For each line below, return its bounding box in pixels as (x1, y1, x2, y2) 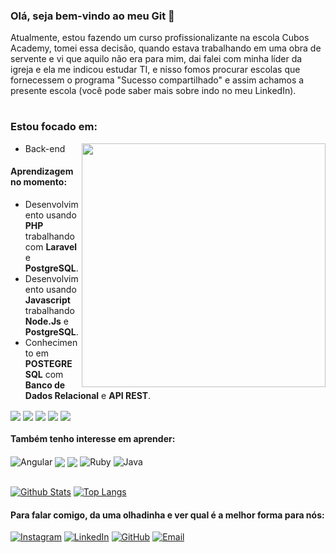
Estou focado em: (10, 120, 98, 134)
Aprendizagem (10, 165, 74, 178)
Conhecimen (24, 337, 78, 349)
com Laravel (24, 241, 78, 253)
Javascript (24, 294, 71, 306)
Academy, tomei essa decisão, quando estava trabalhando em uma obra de (10, 42, 322, 54)
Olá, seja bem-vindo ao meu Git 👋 (10, 9, 175, 23)
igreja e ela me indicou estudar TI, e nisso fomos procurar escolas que (10, 64, 301, 76)
